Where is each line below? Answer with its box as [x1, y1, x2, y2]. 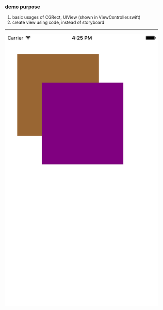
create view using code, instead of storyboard [12, 19, 104, 25]
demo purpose [5, 3, 40, 10]
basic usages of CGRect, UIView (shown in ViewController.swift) [12, 15, 141, 20]
